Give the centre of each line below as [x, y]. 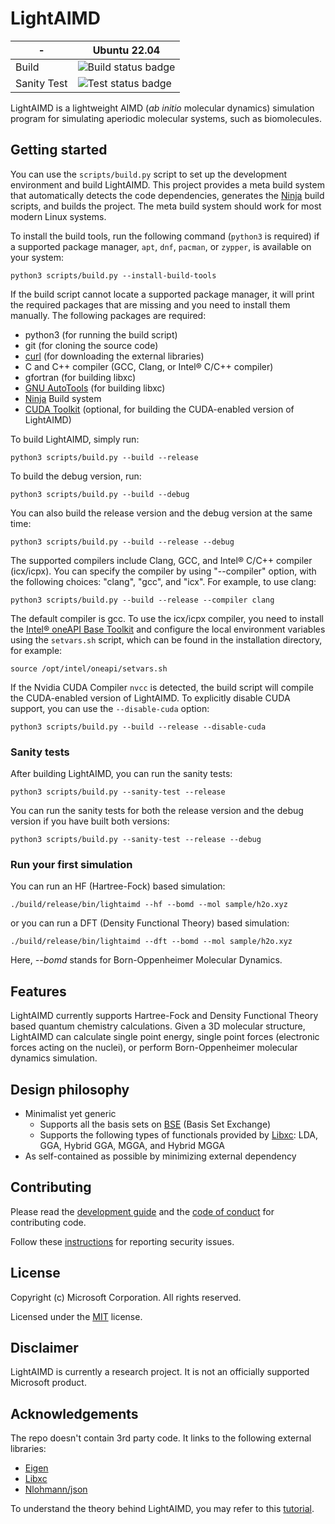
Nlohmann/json [56, 1489]
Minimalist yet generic [70, 1113]
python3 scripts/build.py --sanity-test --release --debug [136, 840]
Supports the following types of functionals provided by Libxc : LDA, [179, 1134]
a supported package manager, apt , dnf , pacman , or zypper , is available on [161, 246]
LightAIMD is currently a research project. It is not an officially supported [160, 1372]
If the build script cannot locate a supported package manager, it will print [162, 294]
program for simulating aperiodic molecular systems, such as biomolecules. [166, 118]
